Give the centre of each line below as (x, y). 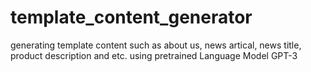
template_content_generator (131, 17)
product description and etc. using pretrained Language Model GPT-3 (154, 55)
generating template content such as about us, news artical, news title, (156, 45)
